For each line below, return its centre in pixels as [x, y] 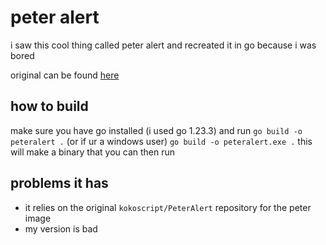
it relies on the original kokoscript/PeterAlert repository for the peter [168, 207]
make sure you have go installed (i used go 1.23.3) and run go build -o [156, 130]
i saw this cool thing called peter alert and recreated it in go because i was [163, 45]
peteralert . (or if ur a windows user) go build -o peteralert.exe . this [161, 141]
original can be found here [65, 75]
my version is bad [61, 228]
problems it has [59, 183]
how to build [49, 106]
